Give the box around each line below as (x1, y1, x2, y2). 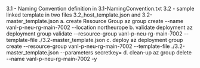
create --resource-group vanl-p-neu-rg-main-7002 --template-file (6, 43, 170, 50)
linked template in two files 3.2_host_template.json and (6, 11, 141, 18)
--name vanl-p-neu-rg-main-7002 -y (6, 56, 97, 62)
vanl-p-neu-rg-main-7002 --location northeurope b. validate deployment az (6, 24, 193, 31)
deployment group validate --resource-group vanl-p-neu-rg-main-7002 (6, 30, 183, 37)
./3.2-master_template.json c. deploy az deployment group (38, 37, 183, 43)
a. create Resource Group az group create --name (60, 18, 184, 24)
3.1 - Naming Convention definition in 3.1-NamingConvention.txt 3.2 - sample (6, 5, 195, 12)
